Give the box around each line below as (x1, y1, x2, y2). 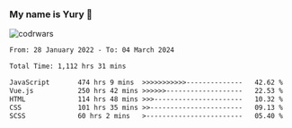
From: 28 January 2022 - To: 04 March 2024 (9, 46, 175, 55)
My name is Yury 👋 (9, 8, 93, 21)
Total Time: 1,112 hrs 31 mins (9, 62, 127, 71)
